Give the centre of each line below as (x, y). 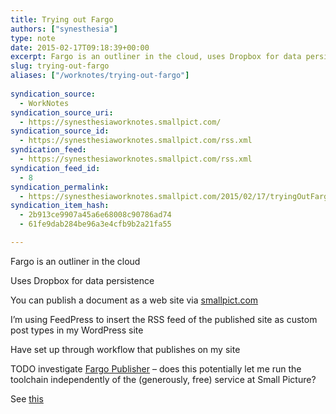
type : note (33, 38)
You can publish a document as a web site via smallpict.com (134, 300)
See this (27, 398)
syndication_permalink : (60, 187)
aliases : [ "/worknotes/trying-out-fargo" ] (100, 76)
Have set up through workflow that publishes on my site (125, 349)
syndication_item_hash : (60, 206)
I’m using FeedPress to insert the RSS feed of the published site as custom (164, 319)
